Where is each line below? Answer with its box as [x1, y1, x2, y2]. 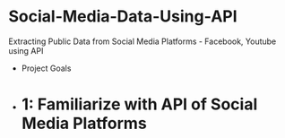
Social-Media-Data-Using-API [8, 6, 238, 27]
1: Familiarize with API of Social [21, 94, 258, 115]
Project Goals [21, 63, 72, 73]
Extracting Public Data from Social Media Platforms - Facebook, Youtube [8, 36, 277, 47]
